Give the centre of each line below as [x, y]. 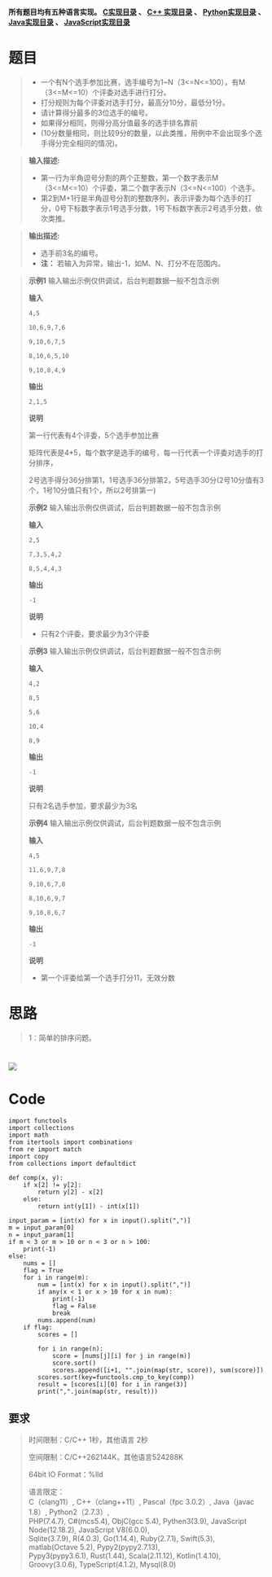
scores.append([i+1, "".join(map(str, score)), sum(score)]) [158, 1370]
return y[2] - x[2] [71, 1192]
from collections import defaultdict [72, 1163]
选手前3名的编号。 [72, 253]
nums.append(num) [67, 1321]
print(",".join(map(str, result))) [98, 1391]
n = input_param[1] [42, 1235]
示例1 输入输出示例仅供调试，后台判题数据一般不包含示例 [124, 280]
